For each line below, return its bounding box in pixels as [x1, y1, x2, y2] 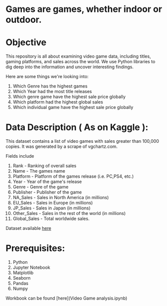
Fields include [5, 153, 34, 159]
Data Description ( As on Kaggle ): [5, 122, 149, 133]
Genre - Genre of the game [12, 184, 69, 190]
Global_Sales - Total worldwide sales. [12, 215, 90, 222]
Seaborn [12, 275, 31, 281]
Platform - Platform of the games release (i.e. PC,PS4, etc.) [12, 173, 134, 180]
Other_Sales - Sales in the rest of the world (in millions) [12, 210, 126, 216]
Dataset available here [5, 225, 52, 231]
